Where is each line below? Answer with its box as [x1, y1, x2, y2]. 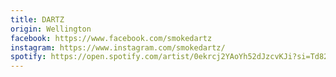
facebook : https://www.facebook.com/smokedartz [10, 33, 213, 43]
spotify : [10, 52, 47, 62]
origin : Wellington [10, 24, 92, 34]
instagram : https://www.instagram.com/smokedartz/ [10, 42, 226, 53]
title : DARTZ [10, 14, 65, 25]
